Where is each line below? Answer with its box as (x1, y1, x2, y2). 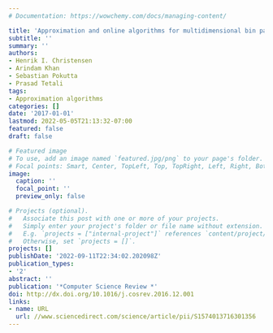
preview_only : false (15, 192, 85, 201)
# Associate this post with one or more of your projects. (8, 214, 220, 223)
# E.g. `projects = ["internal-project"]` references (8, 229, 201, 238)
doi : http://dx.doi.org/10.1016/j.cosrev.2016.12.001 (8, 290, 195, 298)
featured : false (8, 125, 63, 133)
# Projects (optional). (8, 207, 89, 215)
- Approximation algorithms (8, 94, 104, 102)
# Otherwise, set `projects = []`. (8, 237, 136, 245)
